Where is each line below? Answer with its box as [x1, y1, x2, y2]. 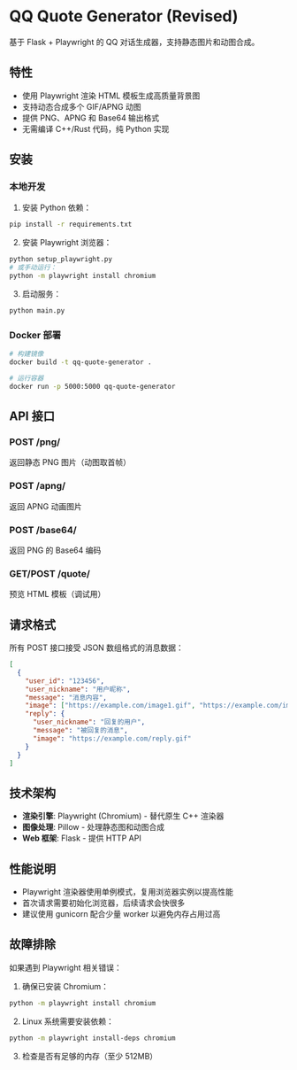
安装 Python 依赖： [21, 202, 92, 213]
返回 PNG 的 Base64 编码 [9, 545, 102, 555]
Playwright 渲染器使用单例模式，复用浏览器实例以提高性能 [21, 887, 234, 896]
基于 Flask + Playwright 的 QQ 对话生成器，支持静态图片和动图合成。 [9, 36, 260, 47]
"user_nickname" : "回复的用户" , [32, 717, 146, 727]
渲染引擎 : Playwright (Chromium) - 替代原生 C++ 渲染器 [21, 810, 225, 821]
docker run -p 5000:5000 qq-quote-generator [9, 382, 176, 391]
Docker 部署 [9, 329, 62, 341]
